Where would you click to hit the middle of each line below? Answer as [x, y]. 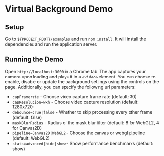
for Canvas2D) [27, 128]
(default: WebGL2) [31, 138]
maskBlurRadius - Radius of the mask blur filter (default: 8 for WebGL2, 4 [85, 122]
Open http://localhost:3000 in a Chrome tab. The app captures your [76, 71]
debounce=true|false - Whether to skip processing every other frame [82, 112]
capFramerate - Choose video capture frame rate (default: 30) [74, 96]
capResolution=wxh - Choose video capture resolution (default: [75, 102]
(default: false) [27, 117]
